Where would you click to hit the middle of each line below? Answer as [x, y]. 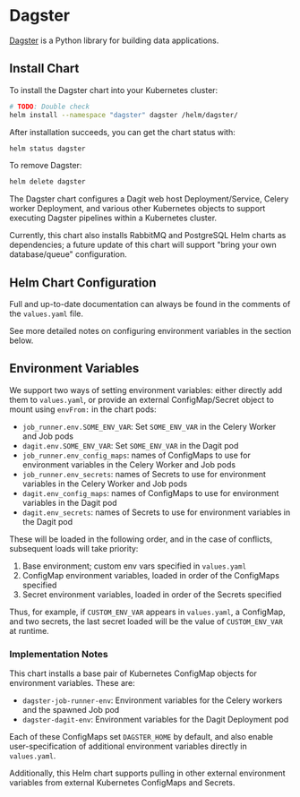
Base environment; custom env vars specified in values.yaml [134, 566]
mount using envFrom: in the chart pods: [83, 409]
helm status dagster [48, 149]
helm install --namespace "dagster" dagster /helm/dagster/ [124, 115]
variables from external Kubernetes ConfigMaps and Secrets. [122, 783]
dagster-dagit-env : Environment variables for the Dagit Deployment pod [155, 720]
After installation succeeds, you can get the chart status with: [122, 132]
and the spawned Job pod [71, 710]
